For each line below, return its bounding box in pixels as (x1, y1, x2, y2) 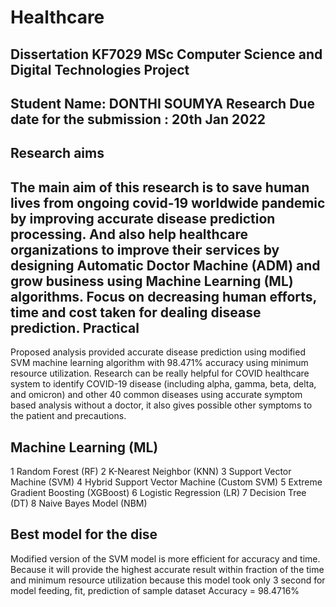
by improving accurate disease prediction (10, 210, 276, 227)
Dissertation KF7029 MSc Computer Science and (10, 46, 323, 63)
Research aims (10, 145, 105, 162)
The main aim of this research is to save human (10, 179, 310, 196)
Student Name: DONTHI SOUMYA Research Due (10, 95, 315, 112)
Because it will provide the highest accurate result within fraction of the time (10, 563, 325, 575)
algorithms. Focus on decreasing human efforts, (10, 288, 317, 305)
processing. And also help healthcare (10, 226, 248, 243)
